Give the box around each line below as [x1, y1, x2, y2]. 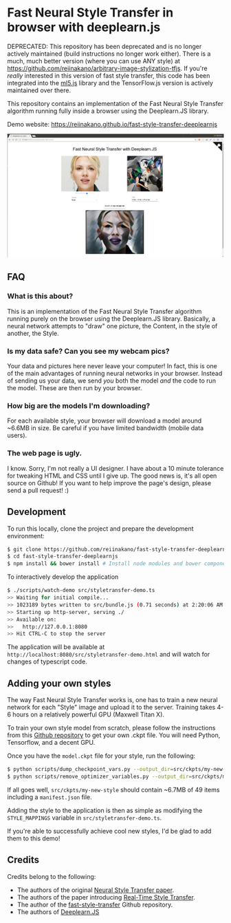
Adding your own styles [7, 677, 111, 689]
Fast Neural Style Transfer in [7, 5, 174, 21]
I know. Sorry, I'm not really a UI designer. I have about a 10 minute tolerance [7, 464, 224, 472]
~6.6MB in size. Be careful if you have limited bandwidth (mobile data [7, 424, 204, 432]
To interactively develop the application [7, 573, 119, 581]
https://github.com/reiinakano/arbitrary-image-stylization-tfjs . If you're [7, 64, 208, 72]
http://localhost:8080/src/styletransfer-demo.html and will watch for [7, 650, 210, 659]
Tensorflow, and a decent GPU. [7, 739, 96, 747]
